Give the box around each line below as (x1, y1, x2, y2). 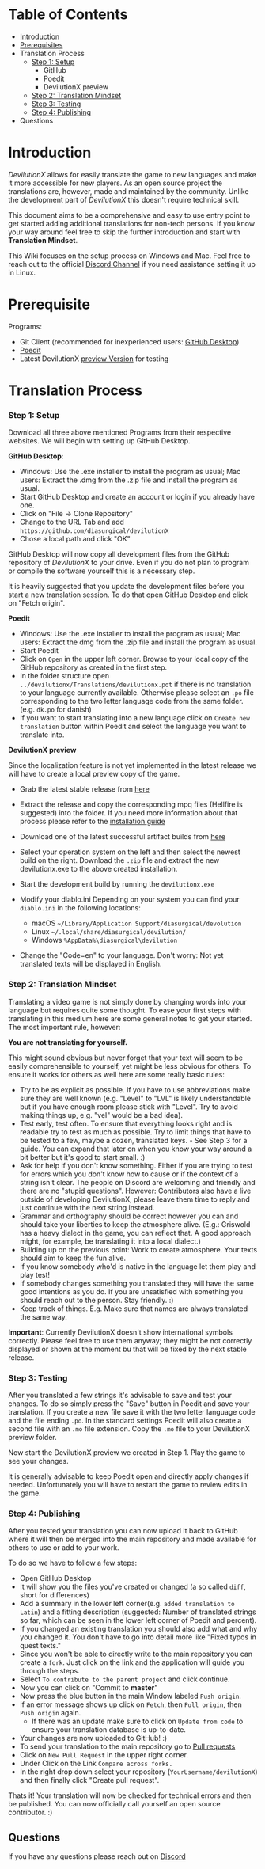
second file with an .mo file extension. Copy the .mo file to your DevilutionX (8, 1423, 251, 1434)
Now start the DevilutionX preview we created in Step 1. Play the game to (8, 1447, 246, 1457)
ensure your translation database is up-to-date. (31, 1725, 186, 1734)
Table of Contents (8, 6, 128, 24)
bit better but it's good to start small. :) (19, 1152, 146, 1161)
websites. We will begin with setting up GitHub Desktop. (8, 436, 191, 446)
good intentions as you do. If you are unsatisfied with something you (19, 1286, 244, 1296)
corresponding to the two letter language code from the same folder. (19, 697, 244, 706)
